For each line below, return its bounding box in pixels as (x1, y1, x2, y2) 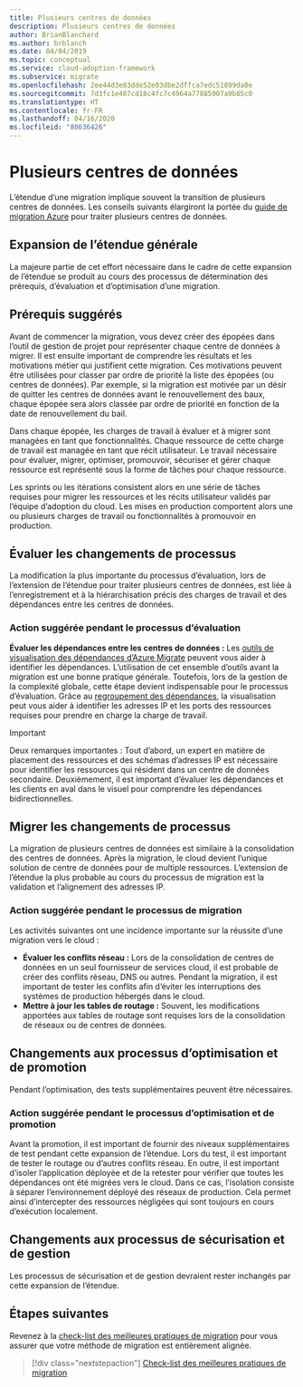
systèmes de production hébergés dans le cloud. (22, 990, 205, 1001)
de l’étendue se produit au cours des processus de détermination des (9, 271, 269, 282)
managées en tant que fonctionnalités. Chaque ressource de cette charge (9, 435, 285, 446)
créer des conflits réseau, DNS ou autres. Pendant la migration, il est (22, 971, 278, 982)
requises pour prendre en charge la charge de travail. (9, 709, 208, 720)
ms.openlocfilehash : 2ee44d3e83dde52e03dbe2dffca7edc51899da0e (9, 81, 253, 90)
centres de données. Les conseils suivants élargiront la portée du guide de (9, 201, 288, 212)
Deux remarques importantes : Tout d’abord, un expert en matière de (9, 745, 265, 756)
